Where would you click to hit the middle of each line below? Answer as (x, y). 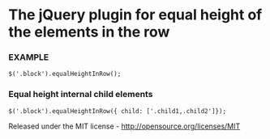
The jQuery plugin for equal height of (135, 15)
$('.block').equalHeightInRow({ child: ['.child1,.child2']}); (118, 111)
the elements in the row (89, 32)
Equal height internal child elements (81, 95)
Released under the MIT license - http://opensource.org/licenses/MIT (124, 126)
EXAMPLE (29, 57)
